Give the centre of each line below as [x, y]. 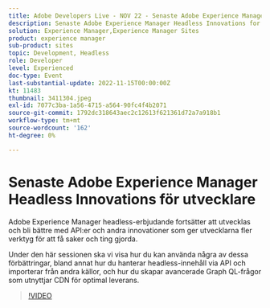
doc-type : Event [35, 76]
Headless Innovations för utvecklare [132, 199]
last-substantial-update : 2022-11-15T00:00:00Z [90, 83]
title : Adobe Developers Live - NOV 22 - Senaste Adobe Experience [124, 16]
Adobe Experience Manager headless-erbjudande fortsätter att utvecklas [129, 221]
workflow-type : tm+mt [45, 121]
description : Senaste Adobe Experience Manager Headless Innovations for [135, 23]
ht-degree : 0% [32, 135]
